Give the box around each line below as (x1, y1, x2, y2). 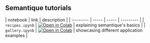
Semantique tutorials (5, 4, 72, 12)
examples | (5, 32, 28, 38)
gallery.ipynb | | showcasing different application (5, 27, 143, 33)
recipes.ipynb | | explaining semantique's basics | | (5, 22, 146, 28)
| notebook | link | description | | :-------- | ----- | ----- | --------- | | (5, 17, 144, 22)
